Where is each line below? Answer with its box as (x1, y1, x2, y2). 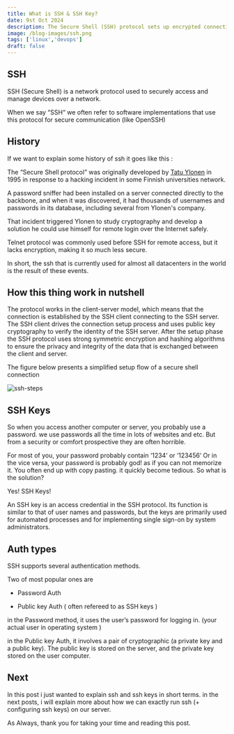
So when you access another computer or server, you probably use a (7, 423, 206, 432)
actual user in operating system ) (7, 623, 102, 632)
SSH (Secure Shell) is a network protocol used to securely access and (7, 87, 209, 95)
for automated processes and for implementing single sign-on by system (7, 515, 216, 524)
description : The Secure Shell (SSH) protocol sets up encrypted (7, 23, 201, 30)
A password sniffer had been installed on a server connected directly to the (7, 189, 224, 197)
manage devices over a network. (7, 94, 102, 103)
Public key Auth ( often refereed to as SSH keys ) (17, 602, 158, 611)
